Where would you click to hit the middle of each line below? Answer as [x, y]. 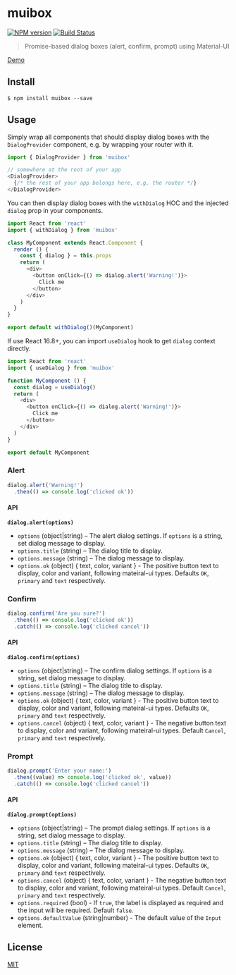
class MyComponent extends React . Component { [75, 243]
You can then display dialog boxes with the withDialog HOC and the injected [118, 203]
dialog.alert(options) [41, 522]
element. [30, 925]
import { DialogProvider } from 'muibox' [69, 157]
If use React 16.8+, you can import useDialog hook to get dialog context [112, 341]
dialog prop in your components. [55, 210]
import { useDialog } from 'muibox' [61, 368]
